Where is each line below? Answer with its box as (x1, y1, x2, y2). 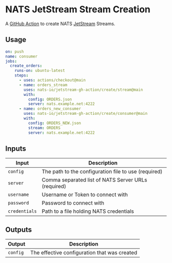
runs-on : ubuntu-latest (14, 68, 66, 73)
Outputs (5, 225, 32, 234)
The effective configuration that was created (30, 249, 137, 256)
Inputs (5, 144, 27, 153)
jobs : (5, 58, 17, 64)
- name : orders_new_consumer (18, 106, 81, 111)
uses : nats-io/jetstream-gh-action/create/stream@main (24, 87, 143, 92)
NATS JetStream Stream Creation (5, 4, 151, 15)
